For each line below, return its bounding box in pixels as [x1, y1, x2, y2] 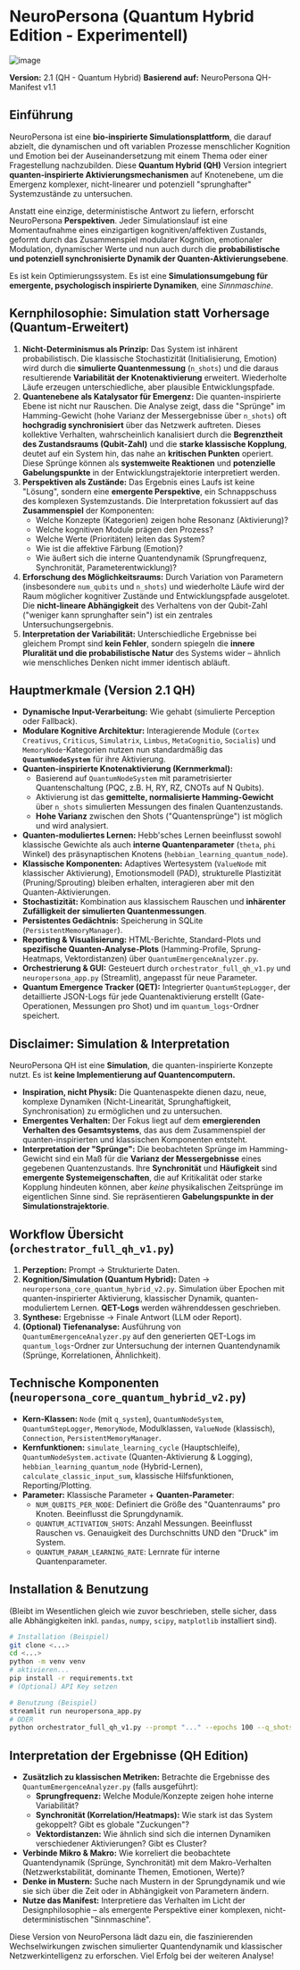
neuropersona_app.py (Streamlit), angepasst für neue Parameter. [21, 972, 257, 983]
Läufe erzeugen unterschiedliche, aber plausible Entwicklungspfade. [21, 382, 275, 392]
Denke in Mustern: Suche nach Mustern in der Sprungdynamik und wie [21, 1876, 286, 1887]
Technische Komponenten [9, 1376, 159, 1391]
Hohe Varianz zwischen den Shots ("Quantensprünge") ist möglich [35, 811, 283, 821]
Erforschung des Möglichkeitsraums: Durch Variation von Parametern [21, 571, 284, 582]
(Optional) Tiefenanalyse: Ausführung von [21, 1321, 181, 1332]
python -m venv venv [9, 1657, 87, 1666]
